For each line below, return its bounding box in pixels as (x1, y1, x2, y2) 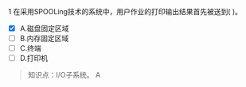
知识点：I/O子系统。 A (27, 70, 101, 80)
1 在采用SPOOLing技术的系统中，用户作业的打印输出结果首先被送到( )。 (8, 7, 243, 16)
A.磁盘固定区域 (19, 24, 69, 33)
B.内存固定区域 (19, 34, 69, 43)
